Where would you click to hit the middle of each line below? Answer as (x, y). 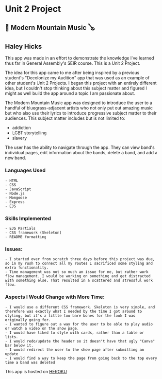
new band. (16, 158)
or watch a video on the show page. (42, 328)
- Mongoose (16, 198)
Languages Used (25, 170)
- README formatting (26, 237)
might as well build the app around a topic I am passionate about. (70, 93)
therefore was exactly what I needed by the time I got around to (73, 311)
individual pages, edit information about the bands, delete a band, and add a (81, 153)
